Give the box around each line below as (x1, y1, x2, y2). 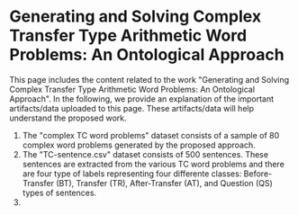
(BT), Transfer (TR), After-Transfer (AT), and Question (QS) (55, 177, 273, 188)
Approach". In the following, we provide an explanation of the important (9, 93, 275, 104)
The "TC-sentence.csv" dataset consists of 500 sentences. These (22, 148, 268, 159)
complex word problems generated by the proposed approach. (22, 139, 256, 150)
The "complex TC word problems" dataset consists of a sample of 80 (22, 130, 280, 140)
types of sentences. (22, 187, 97, 198)
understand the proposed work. (9, 112, 128, 123)
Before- (243, 168, 273, 179)
